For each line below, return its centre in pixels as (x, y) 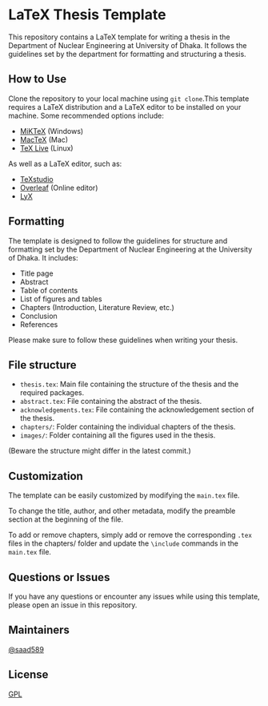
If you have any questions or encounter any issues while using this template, (134, 596)
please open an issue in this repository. (73, 605)
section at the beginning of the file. (66, 519)
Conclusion (38, 316)
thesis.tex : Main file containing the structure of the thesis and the (129, 384)
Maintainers (39, 630)
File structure (42, 365)
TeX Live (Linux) (46, 148)
